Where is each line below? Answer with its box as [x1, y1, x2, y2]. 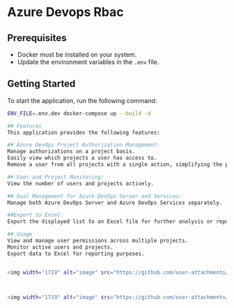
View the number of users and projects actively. [7, 180, 155, 187]
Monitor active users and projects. [7, 243, 114, 251]
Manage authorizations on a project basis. [7, 148, 136, 155]
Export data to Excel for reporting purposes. [7, 250, 145, 257]
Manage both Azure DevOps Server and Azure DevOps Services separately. [7, 199, 223, 206]
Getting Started [7, 78, 76, 90]
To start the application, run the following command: [7, 96, 157, 105]
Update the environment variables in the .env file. [17, 58, 159, 66]
